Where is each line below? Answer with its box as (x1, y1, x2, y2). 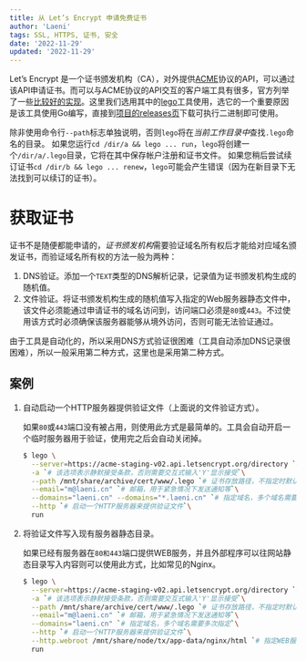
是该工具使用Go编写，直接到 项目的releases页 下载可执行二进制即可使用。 (9, 108, 284, 119)
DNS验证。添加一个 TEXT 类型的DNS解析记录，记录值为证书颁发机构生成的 (22, 271, 297, 282)
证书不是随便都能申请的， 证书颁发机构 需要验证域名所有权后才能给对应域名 (9, 240, 289, 251)
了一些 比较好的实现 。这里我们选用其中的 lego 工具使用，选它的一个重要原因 (9, 97, 290, 108)
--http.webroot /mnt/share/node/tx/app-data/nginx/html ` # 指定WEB (31, 636, 290, 646)
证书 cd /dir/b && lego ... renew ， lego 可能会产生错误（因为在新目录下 (16, 161, 288, 172)
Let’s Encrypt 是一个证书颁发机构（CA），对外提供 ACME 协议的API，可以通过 (9, 74, 296, 85)
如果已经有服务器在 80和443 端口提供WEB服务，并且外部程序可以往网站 (22, 547, 284, 558)
